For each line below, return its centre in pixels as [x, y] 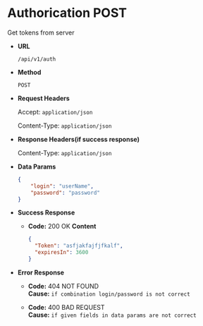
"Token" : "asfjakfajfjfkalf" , [79, 246]
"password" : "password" [65, 193]
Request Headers [44, 98]
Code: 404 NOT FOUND [63, 286]
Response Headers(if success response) [78, 139]
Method [29, 72]
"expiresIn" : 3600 [61, 253]
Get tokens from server [41, 32]
